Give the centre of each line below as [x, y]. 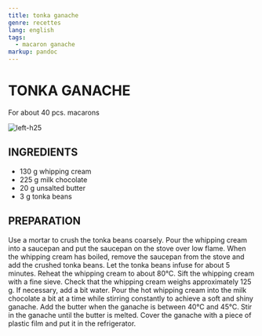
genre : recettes [35, 23]
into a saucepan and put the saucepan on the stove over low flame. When [127, 248]
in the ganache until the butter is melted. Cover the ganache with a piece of [130, 315]
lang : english [31, 30]
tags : [17, 37]
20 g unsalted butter [53, 188]
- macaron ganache [45, 45]
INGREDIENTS [43, 153]
